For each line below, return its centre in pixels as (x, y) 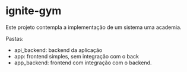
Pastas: (15, 38)
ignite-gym (34, 11)
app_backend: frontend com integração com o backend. (83, 63)
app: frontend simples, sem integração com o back (76, 56)
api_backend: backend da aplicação (58, 50)
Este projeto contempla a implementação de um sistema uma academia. (93, 27)
